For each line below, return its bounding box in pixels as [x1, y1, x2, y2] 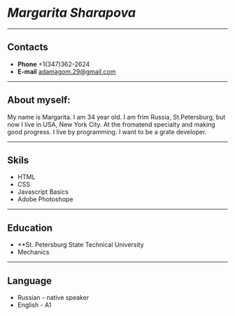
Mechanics [17, 248, 50, 257]
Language [7, 275, 52, 287]
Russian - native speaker [17, 294, 90, 301]
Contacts [7, 41, 49, 53]
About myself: [7, 94, 71, 106]
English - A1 [17, 301, 52, 309]
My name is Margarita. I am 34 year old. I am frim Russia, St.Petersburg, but [7, 113, 226, 121]
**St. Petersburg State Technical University [17, 240, 145, 249]
